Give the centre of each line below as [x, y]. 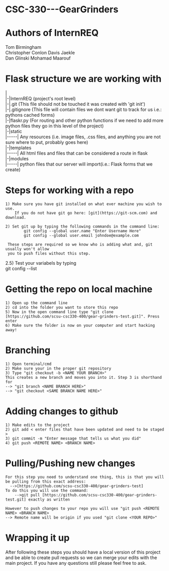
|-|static [14, 132]
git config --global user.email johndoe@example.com [81, 235]
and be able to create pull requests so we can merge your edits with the [81, 557]
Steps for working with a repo [70, 190]
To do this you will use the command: [47, 490]
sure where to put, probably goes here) [47, 142]
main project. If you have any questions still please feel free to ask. [76, 563]
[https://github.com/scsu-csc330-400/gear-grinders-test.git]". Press [82, 316]
